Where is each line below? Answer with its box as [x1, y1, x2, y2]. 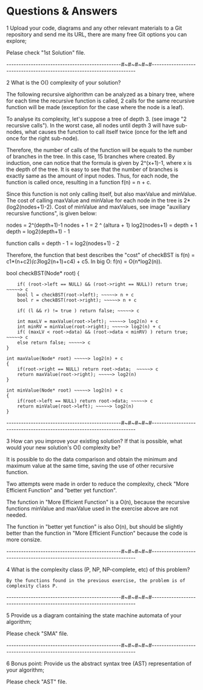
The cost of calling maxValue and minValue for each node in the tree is [6, 196, 183, 204]
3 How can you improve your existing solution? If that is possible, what [6, 437, 182, 444]
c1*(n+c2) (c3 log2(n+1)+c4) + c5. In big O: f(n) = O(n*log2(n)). [6, 258, 162, 265]
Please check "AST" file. [6, 678, 67, 685]
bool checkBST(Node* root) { [6, 269, 80, 276]
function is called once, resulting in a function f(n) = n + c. [6, 178, 151, 186]
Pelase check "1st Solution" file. [6, 49, 86, 56]
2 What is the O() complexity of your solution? [6, 79, 121, 86]
